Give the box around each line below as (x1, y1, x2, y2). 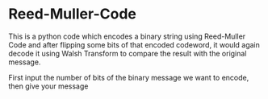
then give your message (8, 81, 89, 91)
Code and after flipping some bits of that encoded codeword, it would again (8, 39, 261, 49)
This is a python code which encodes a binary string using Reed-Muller (8, 31, 246, 41)
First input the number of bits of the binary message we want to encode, (8, 72, 249, 82)
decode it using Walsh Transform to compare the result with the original (8, 48, 247, 58)
